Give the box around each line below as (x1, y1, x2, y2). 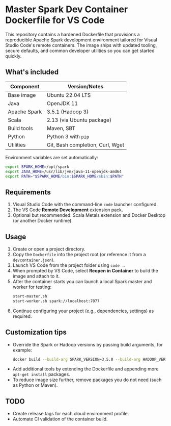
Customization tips (5, 328, 67, 337)
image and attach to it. (12, 273, 60, 279)
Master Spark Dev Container (5, 4, 128, 15)
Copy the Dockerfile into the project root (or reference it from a (12, 252, 146, 257)
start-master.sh (12, 294, 47, 299)
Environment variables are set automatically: (5, 154, 98, 160)
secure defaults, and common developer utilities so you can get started (5, 47, 155, 54)
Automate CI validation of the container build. (12, 416, 108, 422)
